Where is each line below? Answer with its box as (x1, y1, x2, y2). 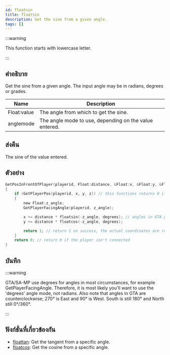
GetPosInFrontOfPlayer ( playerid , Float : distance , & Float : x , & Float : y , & (5, 182, 162, 187)
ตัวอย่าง (5, 169, 24, 177)
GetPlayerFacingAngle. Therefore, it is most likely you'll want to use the (5, 285, 154, 291)
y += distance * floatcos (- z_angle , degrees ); (23, 219, 123, 224)
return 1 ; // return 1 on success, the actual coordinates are (23, 228, 159, 233)
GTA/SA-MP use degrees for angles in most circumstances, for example (5, 280, 155, 285)
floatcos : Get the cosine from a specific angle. (12, 344, 109, 350)
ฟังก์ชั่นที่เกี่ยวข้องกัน (5, 325, 56, 334)
